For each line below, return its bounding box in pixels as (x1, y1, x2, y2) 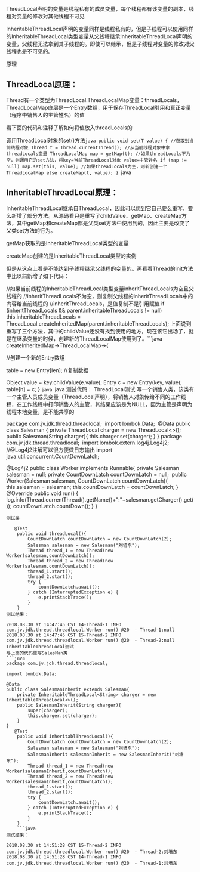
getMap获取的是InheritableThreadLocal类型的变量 (6, 239, 130, 246)
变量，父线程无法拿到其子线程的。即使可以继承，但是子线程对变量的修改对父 (6, 41, 195, 47)
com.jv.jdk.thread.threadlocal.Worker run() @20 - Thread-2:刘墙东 (6, 849, 178, 855)
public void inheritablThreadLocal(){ (17, 733, 113, 740)
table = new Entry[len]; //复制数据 (6, 366, 89, 374)
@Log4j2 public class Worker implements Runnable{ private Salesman (6, 464, 179, 471)
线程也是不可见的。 (6, 48, 54, 55)
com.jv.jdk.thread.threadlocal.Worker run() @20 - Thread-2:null (6, 637, 175, 643)
